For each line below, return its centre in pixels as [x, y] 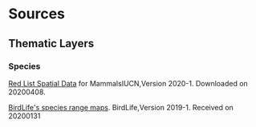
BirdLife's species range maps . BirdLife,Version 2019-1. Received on [121, 107]
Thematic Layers [51, 44]
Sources [37, 14]
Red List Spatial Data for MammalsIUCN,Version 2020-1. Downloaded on [128, 83]
